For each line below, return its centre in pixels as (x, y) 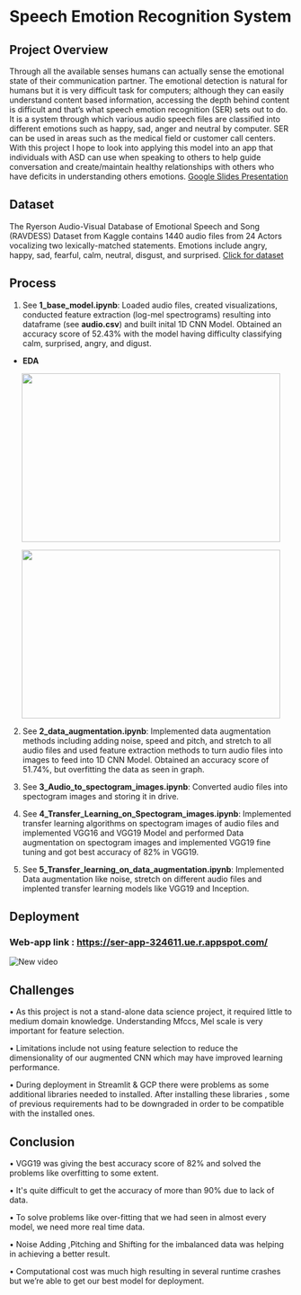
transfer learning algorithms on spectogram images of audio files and (150, 823)
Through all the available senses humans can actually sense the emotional (147, 71)
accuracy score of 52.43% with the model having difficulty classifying (152, 334)
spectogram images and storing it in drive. (101, 796)
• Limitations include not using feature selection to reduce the (124, 1049)
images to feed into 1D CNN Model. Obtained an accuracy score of (146, 759)
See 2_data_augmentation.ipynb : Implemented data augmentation (146, 731)
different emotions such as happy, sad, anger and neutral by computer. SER (149, 129)
